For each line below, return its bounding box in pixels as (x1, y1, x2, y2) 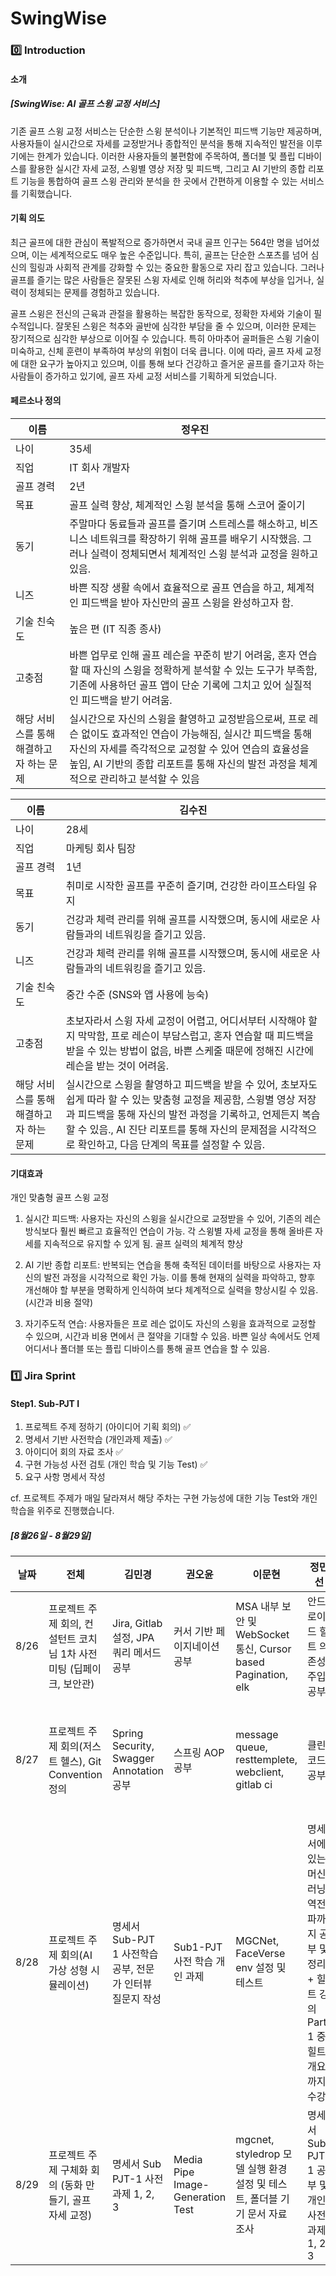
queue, (235, 1740, 268, 1754)
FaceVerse (235, 1947, 286, 1961)
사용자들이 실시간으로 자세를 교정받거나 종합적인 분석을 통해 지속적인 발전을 (10, 137, 305, 149)
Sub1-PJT (173, 1940, 223, 1954)
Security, (112, 1739, 155, 1753)
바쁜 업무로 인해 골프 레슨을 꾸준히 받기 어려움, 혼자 (69, 648, 297, 662)
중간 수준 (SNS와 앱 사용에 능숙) (65, 988, 210, 1002)
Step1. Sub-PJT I (10, 1397, 80, 1409)
